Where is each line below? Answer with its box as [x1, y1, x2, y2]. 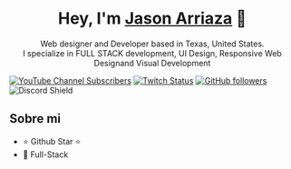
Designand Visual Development [93, 57, 211, 68]
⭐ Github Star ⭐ [22, 135, 82, 146]
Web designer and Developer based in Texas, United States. [40, 38, 265, 49]
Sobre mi [9, 111, 62, 126]
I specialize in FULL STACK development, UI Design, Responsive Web [22, 47, 283, 58]
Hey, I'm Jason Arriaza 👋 [57, 8, 247, 29]
